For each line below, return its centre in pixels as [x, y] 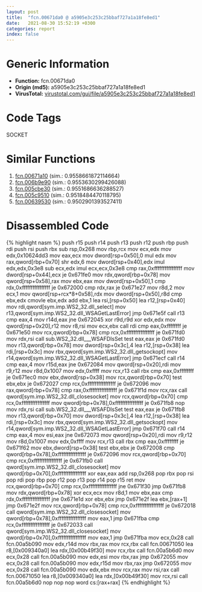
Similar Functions [51, 159]
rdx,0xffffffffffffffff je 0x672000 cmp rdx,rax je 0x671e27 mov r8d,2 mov [96, 287]
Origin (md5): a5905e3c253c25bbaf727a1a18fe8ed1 [80, 88]
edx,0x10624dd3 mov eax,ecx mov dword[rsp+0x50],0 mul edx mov [91, 255]
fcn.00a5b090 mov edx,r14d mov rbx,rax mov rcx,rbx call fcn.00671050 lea [100, 544]
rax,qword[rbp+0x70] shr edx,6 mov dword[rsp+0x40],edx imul [85, 262]
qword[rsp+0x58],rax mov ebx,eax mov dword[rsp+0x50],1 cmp [86, 281]
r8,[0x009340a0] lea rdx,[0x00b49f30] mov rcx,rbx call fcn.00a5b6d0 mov [100, 550]
